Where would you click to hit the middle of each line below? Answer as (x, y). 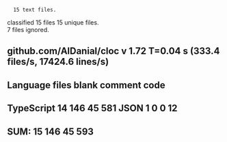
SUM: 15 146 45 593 (51, 131)
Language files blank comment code (86, 85)
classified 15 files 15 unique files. (53, 23)
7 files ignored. (28, 30)
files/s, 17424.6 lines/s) (58, 62)
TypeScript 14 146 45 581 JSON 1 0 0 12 (92, 108)
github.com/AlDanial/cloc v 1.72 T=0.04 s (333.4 (113, 51)
